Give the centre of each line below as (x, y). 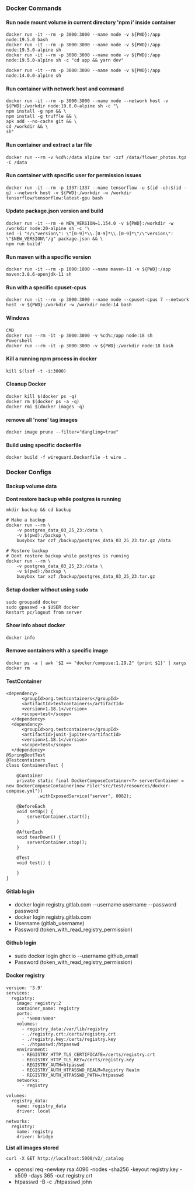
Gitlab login (20, 891)
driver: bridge (35, 1136)
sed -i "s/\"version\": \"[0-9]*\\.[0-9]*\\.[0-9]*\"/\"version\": (90, 234)
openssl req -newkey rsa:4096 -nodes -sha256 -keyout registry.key (97, 1169)
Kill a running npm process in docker (52, 358)
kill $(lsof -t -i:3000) (36, 371)
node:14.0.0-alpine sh (34, 76)
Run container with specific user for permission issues (74, 175)
